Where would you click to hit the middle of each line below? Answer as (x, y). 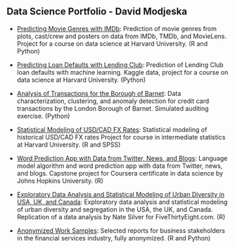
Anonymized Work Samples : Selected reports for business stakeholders (121, 230)
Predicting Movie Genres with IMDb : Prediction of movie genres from (117, 28)
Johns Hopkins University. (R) (60, 181)
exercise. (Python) (43, 116)
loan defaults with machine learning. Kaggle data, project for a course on (122, 72)
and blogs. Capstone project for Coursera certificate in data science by (120, 173)
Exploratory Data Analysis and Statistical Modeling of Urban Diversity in (121, 194)
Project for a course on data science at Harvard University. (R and (112, 43)
